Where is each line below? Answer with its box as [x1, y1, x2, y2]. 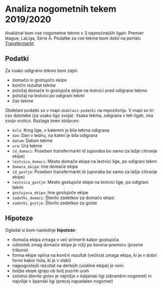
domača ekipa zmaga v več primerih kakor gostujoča [12, 236, 119, 243]
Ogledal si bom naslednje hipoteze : [5, 227, 77, 233]
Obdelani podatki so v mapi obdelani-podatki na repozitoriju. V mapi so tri [5, 107, 154, 113]
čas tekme [12, 98, 33, 104]
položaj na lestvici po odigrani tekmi [12, 92, 85, 98]
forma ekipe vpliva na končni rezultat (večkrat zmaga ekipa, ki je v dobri [12, 252, 157, 258]
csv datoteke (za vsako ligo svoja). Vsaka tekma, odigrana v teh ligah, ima [5, 112, 154, 118]
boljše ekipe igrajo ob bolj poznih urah [12, 267, 89, 273]
